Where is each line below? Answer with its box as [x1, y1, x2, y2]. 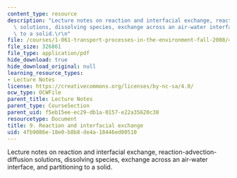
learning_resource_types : [7, 69, 83, 76]
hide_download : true [7, 57, 68, 64]
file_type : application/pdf [7, 50, 90, 57]
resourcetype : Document [7, 115, 78, 122]
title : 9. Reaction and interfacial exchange [7, 121, 143, 129]
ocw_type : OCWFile [7, 89, 61, 96]
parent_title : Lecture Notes [7, 96, 93, 103]
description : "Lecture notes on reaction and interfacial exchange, [7, 17, 213, 24]
